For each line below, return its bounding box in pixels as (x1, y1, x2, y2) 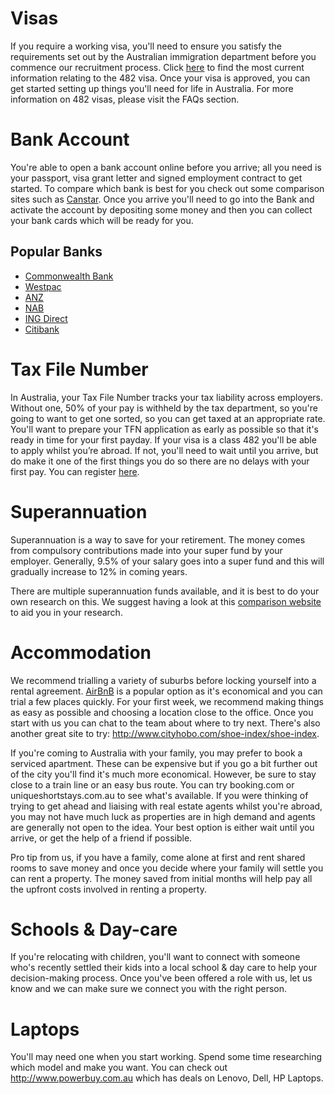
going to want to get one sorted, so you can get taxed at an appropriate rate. (10, 412, 326, 424)
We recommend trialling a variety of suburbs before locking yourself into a (10, 674, 317, 686)
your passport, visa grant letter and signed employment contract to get (10, 172, 303, 184)
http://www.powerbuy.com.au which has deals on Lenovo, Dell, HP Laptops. (10, 1072, 324, 1084)
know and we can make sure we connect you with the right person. (10, 983, 288, 995)
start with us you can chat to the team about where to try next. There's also (10, 717, 321, 729)
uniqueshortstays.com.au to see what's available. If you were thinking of (10, 789, 309, 801)
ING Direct (24, 312, 68, 324)
